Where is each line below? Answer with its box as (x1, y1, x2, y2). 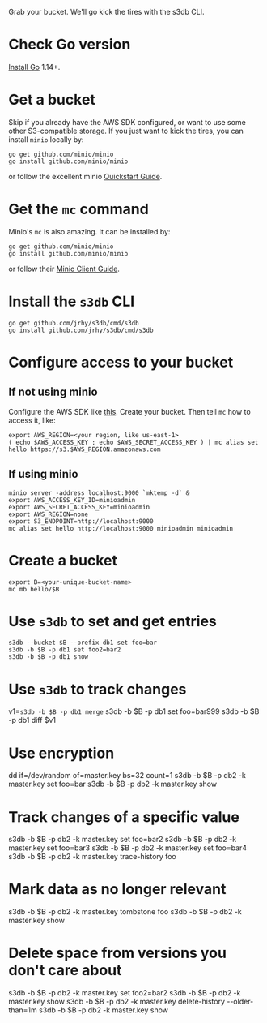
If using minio (8, 467, 78, 481)
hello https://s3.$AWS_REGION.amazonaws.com (8, 445, 161, 453)
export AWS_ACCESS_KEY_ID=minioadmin (8, 496, 136, 504)
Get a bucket (8, 91, 95, 109)
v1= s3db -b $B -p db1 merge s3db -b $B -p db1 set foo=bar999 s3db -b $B (8, 707, 260, 716)
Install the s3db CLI (8, 292, 135, 311)
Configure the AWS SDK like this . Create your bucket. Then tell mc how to (8, 406, 251, 416)
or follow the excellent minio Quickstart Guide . (8, 171, 163, 181)
